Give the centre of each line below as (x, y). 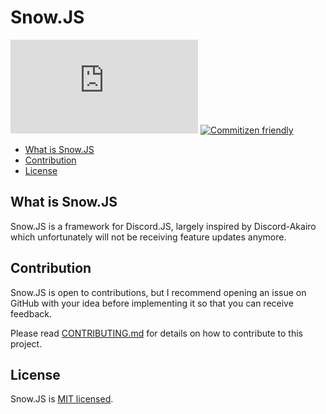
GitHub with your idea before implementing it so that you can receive (152, 303)
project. (26, 343)
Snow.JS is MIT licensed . (62, 399)
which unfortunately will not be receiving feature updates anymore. (148, 237)
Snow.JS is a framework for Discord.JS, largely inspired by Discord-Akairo (163, 226)
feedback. (31, 313)
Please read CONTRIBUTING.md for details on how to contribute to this (156, 333)
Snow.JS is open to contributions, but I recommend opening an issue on (158, 292)
